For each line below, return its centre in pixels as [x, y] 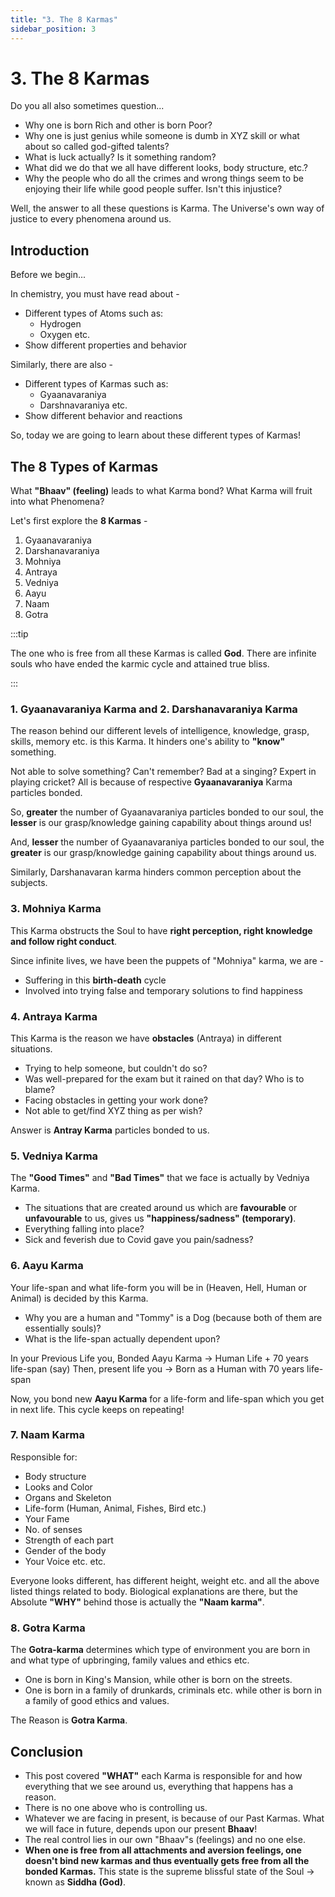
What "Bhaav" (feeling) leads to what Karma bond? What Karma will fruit [161, 491]
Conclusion [47, 1751]
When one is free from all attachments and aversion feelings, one [163, 1850]
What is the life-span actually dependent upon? [122, 1338]
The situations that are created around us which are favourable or [161, 1208]
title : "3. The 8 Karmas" [64, 19]
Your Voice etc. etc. [65, 1561]
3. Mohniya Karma [56, 909]
